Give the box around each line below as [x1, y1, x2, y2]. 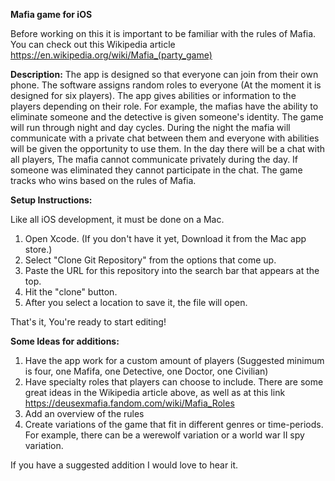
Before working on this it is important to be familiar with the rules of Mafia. [10, 28, 317, 39]
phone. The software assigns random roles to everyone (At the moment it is [10, 79, 322, 91]
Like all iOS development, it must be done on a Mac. [10, 214, 225, 225]
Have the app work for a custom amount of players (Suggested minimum [24, 355, 325, 366]
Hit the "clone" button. [24, 286, 118, 298]
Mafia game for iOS [10, 9, 93, 20]
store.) [24, 244, 53, 255]
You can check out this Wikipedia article [10, 39, 176, 50]
